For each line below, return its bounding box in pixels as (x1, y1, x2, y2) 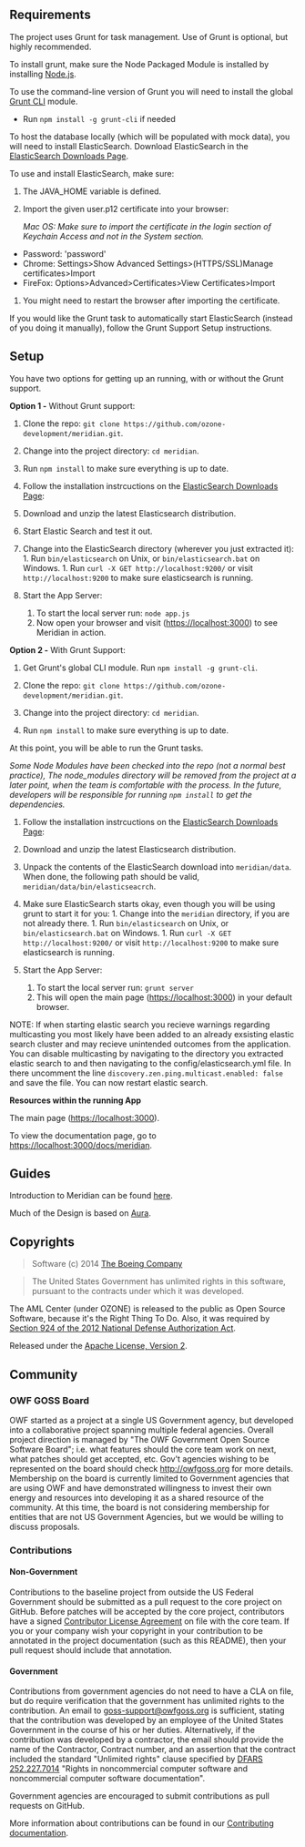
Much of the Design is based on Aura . (9, 1208, 152, 1219)
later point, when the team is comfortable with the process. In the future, (9, 779, 282, 791)
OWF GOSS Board (9, 1393, 89, 1406)
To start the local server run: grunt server (36, 982, 194, 993)
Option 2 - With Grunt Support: (9, 644, 126, 655)
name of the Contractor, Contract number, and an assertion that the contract (9, 1744, 296, 1755)
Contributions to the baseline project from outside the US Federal (9, 1587, 254, 1597)
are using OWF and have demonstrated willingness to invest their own (9, 1482, 272, 1493)
